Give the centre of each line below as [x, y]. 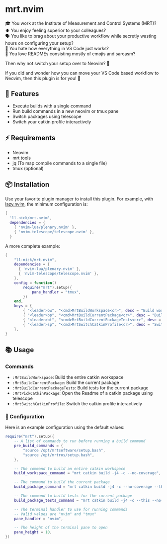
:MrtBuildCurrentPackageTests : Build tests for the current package [80, 388]
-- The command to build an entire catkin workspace [70, 468]
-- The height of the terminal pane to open [61, 528]
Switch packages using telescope [47, 116]
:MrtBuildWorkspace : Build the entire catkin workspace [68, 377]
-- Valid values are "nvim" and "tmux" [55, 514]
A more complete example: [33, 246]
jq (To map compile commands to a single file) [60, 163]
